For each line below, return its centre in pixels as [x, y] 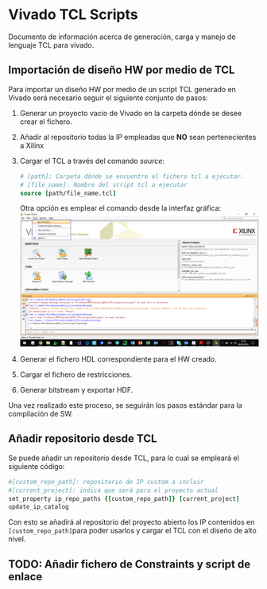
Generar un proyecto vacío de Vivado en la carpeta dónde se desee [131, 113]
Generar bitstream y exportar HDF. [76, 390]
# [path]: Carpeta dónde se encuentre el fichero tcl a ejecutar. [132, 176]
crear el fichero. [46, 122]
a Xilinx [32, 145]
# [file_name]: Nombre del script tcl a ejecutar [104, 184]
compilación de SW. [41, 414]
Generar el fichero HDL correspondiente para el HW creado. [118, 359]
